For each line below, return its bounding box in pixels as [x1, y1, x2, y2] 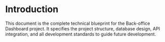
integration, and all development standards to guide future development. [5, 31, 156, 37]
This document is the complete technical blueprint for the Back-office [5, 20, 150, 26]
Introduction [5, 4, 59, 15]
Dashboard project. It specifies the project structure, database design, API [5, 25, 160, 31]
